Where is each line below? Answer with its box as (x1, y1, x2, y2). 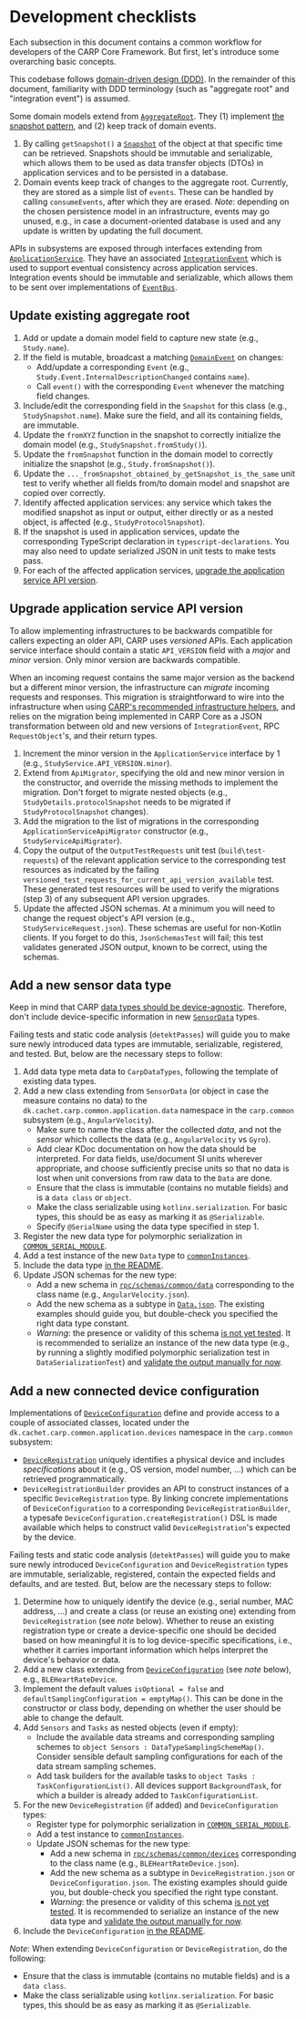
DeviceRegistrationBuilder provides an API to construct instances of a (22, 1484, 290, 1495)
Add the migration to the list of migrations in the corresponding (22, 815, 260, 826)
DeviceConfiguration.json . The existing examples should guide (49, 1877, 288, 1889)
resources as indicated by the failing (22, 864, 159, 875)
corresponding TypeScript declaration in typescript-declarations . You (22, 535, 290, 546)
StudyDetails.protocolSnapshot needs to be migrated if (22, 796, 231, 807)
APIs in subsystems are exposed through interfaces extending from (9, 243, 262, 254)
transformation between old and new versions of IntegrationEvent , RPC (9, 720, 280, 731)
